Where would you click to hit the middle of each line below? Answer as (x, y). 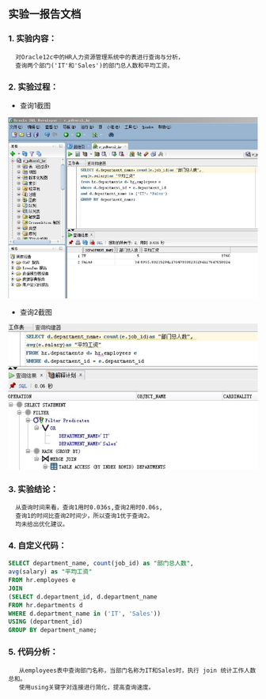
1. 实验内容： (32, 39)
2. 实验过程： (33, 87)
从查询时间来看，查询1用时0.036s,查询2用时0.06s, (89, 508)
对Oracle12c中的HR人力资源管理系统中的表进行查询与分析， (100, 57)
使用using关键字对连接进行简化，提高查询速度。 (87, 687)
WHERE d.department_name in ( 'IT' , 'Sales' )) (84, 614)
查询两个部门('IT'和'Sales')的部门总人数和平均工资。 (95, 66)
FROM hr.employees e (42, 580)
